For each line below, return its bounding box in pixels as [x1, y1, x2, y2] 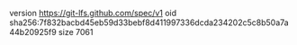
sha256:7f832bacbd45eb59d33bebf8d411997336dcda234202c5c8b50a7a [9, 17, 290, 28]
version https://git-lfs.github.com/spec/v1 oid [9, 8, 177, 18]
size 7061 [58, 27, 94, 37]
